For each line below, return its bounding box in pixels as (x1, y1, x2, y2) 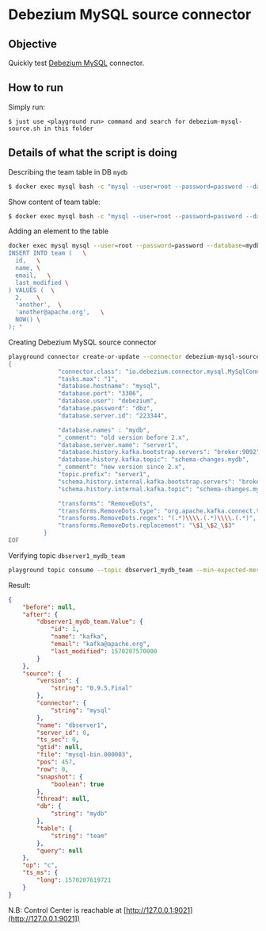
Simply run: (8, 102, 46, 112)
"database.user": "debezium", (58, 397, 158, 406)
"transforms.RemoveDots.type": (58, 506, 161, 515)
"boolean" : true (50, 780, 104, 788)
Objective (8, 37, 58, 51)
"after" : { (22, 610, 59, 618)
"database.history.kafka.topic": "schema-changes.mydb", (58, 456, 249, 464)
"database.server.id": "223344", (58, 411, 169, 420)
